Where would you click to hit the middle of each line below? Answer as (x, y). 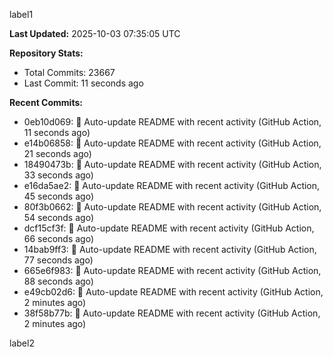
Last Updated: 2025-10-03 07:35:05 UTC (95, 33)
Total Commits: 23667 (69, 72)
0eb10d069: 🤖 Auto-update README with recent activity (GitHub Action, (172, 122)
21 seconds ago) (57, 153)
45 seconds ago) (58, 196)
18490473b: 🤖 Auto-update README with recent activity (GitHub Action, (172, 164)
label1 (21, 14)
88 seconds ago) (58, 281)
